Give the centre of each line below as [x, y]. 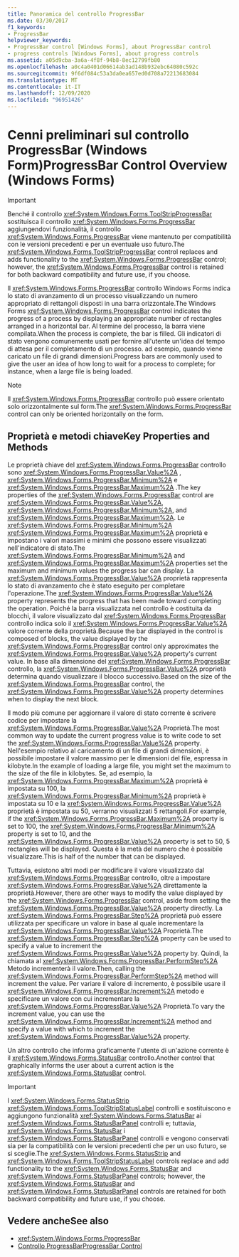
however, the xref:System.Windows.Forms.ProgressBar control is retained [116, 267]
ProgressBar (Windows [77, 150]
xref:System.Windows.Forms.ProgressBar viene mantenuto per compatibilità [119, 236]
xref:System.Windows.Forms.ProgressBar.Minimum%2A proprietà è [107, 796]
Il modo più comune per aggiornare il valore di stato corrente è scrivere [112, 713]
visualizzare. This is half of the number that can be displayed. [96, 856]
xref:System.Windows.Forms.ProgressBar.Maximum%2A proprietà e [108, 532]
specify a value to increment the [54, 945]
